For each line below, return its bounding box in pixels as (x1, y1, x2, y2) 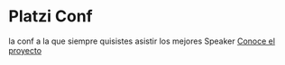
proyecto (8, 45, 42, 55)
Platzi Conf (8, 6, 93, 27)
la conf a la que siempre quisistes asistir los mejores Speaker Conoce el (8, 36, 276, 46)
